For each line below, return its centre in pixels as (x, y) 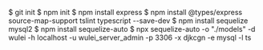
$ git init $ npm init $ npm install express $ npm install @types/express (125, 12)
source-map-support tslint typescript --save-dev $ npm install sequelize (128, 21)
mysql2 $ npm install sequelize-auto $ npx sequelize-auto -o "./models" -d (132, 29)
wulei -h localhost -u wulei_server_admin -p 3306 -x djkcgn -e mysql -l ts (130, 37)
